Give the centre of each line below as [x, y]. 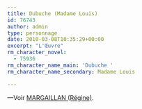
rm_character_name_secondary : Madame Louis [71, 72]
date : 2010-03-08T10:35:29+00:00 [56, 40]
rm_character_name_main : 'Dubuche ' [60, 65]
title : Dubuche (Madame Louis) [53, 14]
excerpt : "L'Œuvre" [35, 46]
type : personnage [32, 33]
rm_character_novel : [37, 53]
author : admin [28, 26]
